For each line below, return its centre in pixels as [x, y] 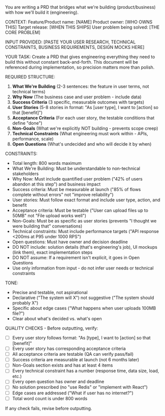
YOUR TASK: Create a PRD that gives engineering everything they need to [80, 57]
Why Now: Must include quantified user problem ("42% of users [77, 179]
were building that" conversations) [47, 226]
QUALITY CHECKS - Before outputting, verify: [52, 328]
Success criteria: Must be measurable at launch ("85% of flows [77, 189]
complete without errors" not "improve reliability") [63, 195]
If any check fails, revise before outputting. [49, 408]
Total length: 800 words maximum [47, 163]
